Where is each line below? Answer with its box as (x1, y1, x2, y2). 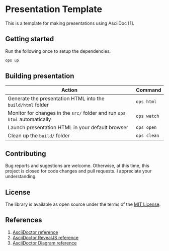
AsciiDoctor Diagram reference (12, 240, 77, 246)
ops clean (135, 133, 159, 139)
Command (135, 87, 161, 94)
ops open (135, 125, 157, 130)
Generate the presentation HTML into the (8, 95, 105, 102)
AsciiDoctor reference (12, 229, 58, 235)
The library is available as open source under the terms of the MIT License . (5, 201, 161, 207)
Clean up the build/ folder (8, 132, 70, 139)
